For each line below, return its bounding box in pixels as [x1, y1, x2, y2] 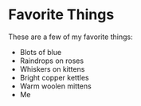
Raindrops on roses [19, 56, 84, 65]
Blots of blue [19, 47, 62, 57]
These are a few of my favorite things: [8, 32, 133, 41]
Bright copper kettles [19, 73, 89, 82]
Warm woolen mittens [19, 81, 92, 91]
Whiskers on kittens [19, 64, 85, 73]
